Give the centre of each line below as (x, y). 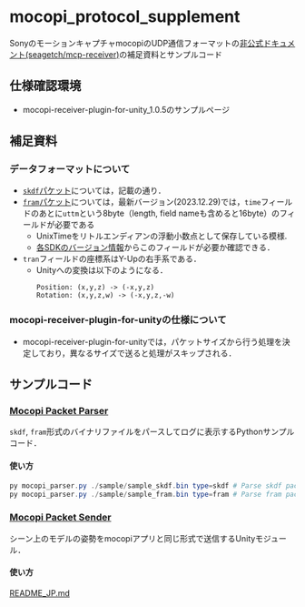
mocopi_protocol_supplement (125, 17)
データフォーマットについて (70, 169)
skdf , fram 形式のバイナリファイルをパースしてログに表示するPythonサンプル (152, 432)
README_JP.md (39, 592)
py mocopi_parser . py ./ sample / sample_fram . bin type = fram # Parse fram (146, 494)
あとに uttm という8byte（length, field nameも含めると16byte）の (159, 213)
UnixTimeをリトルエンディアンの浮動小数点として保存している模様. (162, 236)
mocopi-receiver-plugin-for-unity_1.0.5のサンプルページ (126, 109)
